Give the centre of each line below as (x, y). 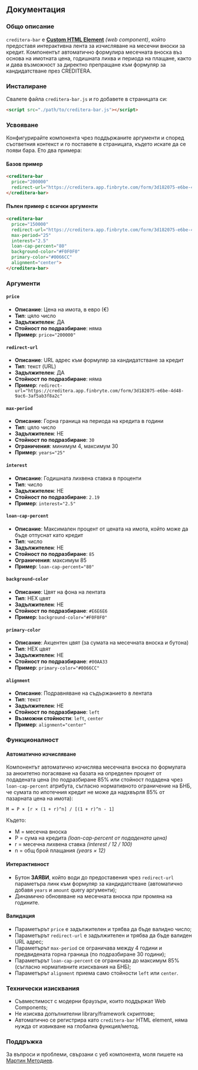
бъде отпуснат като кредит (49, 535)
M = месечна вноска (41, 832)
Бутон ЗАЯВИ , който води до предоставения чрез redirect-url (94, 877)
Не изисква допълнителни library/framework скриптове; (85, 1014)
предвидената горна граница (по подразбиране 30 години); (90, 954)
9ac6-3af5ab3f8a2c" (39, 396)
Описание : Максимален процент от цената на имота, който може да (101, 529)
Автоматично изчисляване (41, 754)
